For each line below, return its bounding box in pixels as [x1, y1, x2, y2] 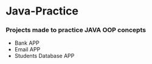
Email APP [14, 46, 41, 53]
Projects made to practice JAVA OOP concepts [5, 26, 147, 34]
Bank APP [14, 39, 40, 46]
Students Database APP [14, 53, 75, 60]
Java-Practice [5, 4, 78, 18]
